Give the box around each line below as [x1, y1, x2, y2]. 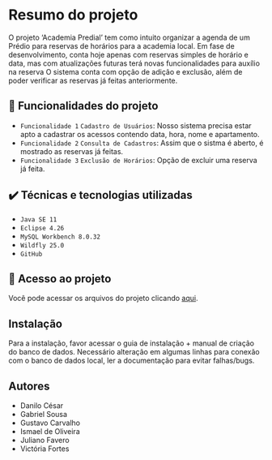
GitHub [19, 250, 43, 258]
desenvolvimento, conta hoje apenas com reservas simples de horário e [8, 49, 249, 59]
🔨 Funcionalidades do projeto [8, 99, 159, 113]
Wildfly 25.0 [19, 241, 65, 249]
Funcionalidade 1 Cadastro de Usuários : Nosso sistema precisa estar [19, 120, 253, 131]
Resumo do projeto [8, 6, 138, 24]
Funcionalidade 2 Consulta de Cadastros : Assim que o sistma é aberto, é [19, 138, 264, 148]
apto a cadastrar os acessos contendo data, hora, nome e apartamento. [19, 129, 261, 139]
